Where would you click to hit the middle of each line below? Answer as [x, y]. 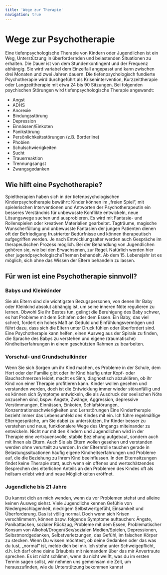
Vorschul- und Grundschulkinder [46, 356]
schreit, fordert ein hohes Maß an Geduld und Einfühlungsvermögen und [80, 322]
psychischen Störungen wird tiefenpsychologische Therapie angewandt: [80, 90]
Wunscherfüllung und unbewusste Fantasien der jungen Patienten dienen [81, 228]
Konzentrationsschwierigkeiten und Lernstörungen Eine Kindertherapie [78, 410]
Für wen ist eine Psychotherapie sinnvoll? [71, 276]
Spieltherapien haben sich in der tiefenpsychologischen [62, 197]
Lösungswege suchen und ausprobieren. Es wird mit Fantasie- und [74, 218]
